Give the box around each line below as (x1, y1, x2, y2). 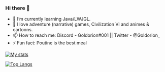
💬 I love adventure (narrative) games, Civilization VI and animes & (12, 21, 150, 27)
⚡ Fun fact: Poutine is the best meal (12, 40, 87, 46)
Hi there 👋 (5, 5, 30, 12)
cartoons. (12, 27, 33, 33)
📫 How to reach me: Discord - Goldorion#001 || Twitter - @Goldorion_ (12, 32, 160, 38)
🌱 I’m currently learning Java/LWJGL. (12, 16, 91, 22)
